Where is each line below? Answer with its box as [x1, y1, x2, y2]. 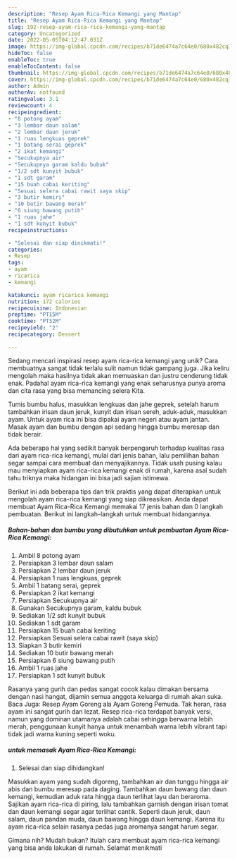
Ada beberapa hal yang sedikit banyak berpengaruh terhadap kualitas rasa [8, 444, 224, 452]
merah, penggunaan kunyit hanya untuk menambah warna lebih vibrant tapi [8, 722, 227, 731]
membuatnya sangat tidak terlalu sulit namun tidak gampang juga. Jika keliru [8, 364, 230, 372]
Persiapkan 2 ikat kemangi [18, 588, 95, 597]
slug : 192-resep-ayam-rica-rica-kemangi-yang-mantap [8, 23, 166, 30]
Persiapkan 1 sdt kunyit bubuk [18, 671, 105, 679]
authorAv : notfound [8, 89, 65, 96]
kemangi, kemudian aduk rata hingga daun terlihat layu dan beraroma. [8, 792, 211, 800]
